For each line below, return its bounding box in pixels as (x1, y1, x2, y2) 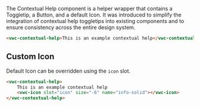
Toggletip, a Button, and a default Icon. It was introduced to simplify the (6, 11, 182, 18)
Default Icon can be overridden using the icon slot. (6, 67, 131, 74)
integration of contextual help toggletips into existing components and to (6, 18, 185, 24)
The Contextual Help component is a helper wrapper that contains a (6, 5, 173, 12)
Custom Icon (6, 51, 55, 61)
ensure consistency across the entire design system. (6, 24, 136, 31)
